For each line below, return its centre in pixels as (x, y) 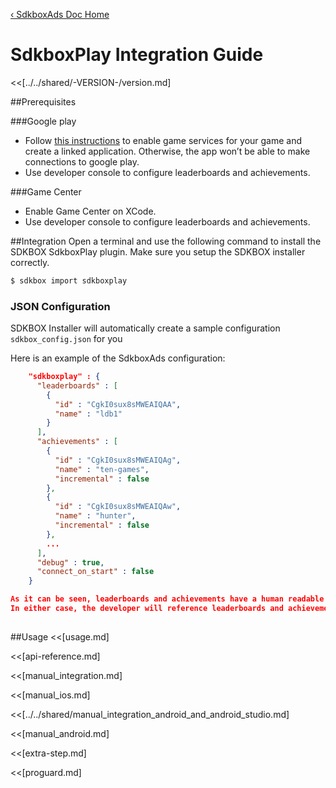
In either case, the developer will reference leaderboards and (147, 609)
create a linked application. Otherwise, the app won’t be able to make (167, 151)
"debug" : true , (70, 562)
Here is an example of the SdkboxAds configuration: (118, 358)
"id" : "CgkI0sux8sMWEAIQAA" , (118, 404)
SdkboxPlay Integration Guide (137, 55)
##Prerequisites (43, 101)
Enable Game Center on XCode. (90, 211)
